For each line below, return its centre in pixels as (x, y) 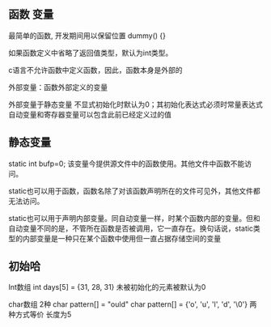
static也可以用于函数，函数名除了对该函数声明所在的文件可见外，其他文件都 (134, 191)
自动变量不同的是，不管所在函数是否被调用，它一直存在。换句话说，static (131, 228)
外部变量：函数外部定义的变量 (58, 87)
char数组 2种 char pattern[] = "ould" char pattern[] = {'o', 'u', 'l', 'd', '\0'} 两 (133, 304)
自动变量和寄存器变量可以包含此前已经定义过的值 (90, 114)
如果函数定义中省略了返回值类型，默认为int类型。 (91, 53)
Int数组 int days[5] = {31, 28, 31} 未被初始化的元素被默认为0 (107, 287)
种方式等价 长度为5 (40, 315)
